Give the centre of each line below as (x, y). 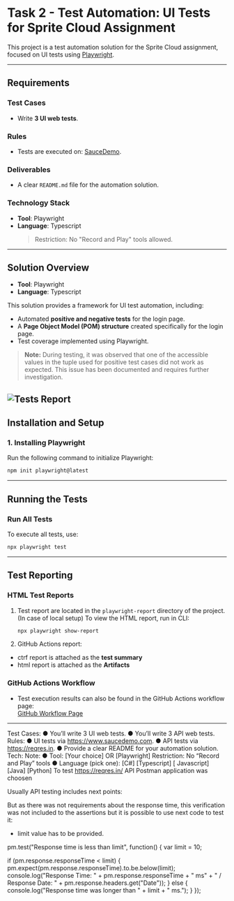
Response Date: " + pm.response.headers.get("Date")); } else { (97, 883)
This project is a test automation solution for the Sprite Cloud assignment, (113, 47)
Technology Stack (39, 203)
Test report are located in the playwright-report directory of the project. (121, 610)
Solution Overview (48, 267)
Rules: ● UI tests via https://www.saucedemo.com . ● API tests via (103, 741)
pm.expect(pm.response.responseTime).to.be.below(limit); (91, 867)
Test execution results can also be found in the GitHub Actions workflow (121, 698)
